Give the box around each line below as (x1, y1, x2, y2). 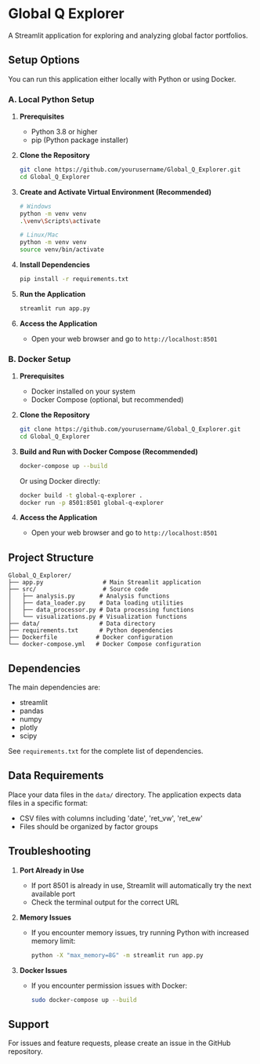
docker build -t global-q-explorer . (19, 492, 143, 499)
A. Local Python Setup (8, 93, 95, 104)
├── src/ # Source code (8, 586, 149, 594)
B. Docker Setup (8, 353, 71, 364)
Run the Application (19, 289, 86, 298)
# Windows (19, 202, 52, 210)
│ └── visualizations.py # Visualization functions (8, 613, 188, 621)
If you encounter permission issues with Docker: (31, 981, 188, 990)
